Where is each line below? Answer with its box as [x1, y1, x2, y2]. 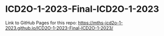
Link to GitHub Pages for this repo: [5, 20, 77, 26]
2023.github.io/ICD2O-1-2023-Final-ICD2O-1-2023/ [5, 25, 114, 31]
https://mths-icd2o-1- [78, 20, 123, 26]
